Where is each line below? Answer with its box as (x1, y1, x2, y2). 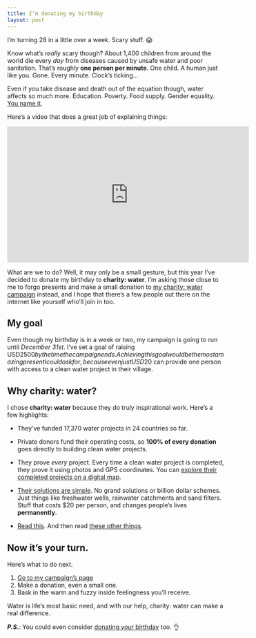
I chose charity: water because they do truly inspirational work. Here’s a (7, 404, 213, 412)
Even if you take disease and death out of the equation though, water (7, 84, 204, 93)
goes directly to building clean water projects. (17, 445, 148, 453)
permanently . (17, 509, 57, 517)
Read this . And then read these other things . (17, 522, 143, 530)
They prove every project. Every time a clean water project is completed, (17, 458, 224, 467)
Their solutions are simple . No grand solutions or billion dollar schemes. (17, 487, 221, 495)
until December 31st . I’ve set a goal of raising (7, 343, 135, 351)
